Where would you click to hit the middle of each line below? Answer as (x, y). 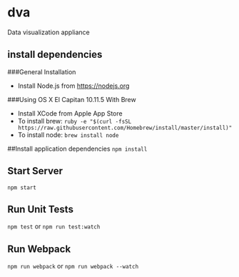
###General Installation (42, 71)
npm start (22, 187)
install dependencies (55, 55)
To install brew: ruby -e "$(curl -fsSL (75, 121)
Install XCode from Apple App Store (70, 113)
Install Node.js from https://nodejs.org (73, 86)
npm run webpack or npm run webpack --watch (73, 266)
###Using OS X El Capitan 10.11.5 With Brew (72, 99)
